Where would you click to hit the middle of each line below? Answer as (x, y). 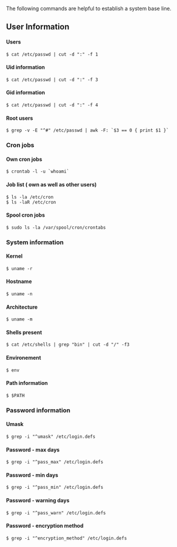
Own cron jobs (24, 159)
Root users (20, 118)
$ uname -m (19, 319)
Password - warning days (38, 500)
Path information (27, 383)
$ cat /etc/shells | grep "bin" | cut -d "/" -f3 (68, 345)
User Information (38, 27)
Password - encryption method (45, 526)
